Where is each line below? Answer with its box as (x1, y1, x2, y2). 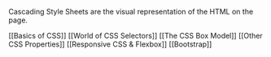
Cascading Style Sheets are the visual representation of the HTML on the (8, 7, 254, 16)
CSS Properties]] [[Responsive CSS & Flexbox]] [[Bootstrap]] (8, 39, 212, 49)
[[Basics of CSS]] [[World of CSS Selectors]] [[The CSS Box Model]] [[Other (8, 31, 263, 40)
